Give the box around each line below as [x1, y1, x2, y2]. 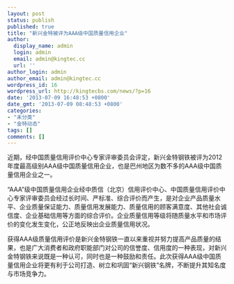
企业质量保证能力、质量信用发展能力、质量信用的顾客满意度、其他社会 [19, 203, 221, 211]
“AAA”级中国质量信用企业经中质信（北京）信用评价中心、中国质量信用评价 [7, 185, 219, 194]
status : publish [7, 17, 54, 24]
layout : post [7, 10, 45, 17]
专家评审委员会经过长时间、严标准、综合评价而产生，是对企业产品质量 [13, 194, 214, 203]
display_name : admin [13, 42, 73, 49]
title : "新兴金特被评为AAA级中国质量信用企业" [7, 29, 128, 37]
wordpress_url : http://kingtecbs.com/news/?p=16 [7, 88, 151, 95]
